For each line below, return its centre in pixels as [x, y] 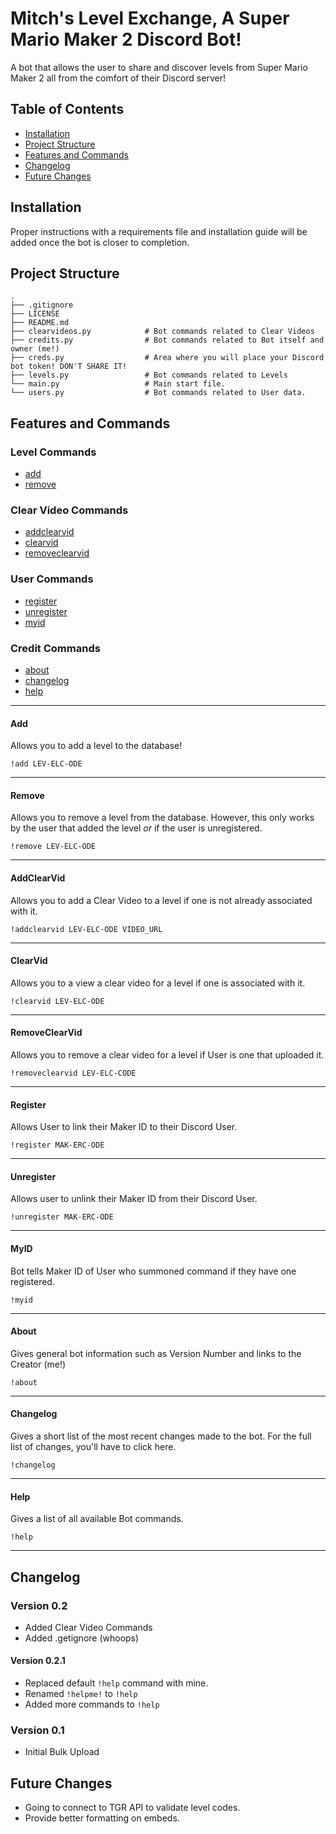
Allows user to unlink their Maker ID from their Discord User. [134, 1199]
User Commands [52, 579]
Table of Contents [67, 109]
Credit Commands [55, 648]
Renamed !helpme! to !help [81, 1694]
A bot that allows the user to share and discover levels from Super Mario [159, 67]
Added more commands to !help [92, 1704]
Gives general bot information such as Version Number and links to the [156, 1353]
